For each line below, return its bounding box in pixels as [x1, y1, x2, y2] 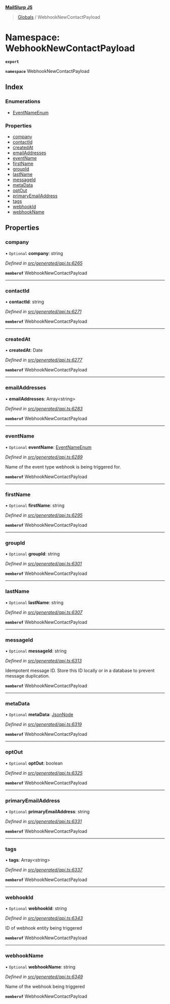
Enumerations [5, 98, 40, 105]
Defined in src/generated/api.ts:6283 [5, 405, 83, 411]
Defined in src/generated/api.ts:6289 [5, 454, 83, 460]
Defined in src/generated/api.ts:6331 [5, 818, 82, 824]
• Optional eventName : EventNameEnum [5, 444, 92, 450]
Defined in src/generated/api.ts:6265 [5, 260, 83, 266]
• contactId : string [5, 299, 45, 305]
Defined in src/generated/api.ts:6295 [5, 512, 83, 518]
